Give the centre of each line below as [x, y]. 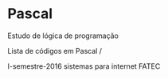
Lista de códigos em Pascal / [55, 51]
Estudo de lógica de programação [63, 36]
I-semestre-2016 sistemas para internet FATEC [84, 66]
